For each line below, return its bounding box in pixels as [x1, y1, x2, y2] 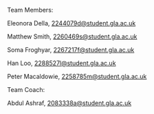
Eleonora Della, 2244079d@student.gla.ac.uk [7, 19, 136, 27]
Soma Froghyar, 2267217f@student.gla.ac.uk [7, 46, 135, 54]
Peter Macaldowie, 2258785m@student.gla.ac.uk [7, 72, 147, 80]
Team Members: [7, 6, 54, 14]
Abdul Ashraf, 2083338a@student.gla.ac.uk [7, 99, 132, 107]
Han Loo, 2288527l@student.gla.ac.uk [7, 59, 116, 67]
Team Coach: [7, 86, 45, 93]
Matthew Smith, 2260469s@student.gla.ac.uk [7, 32, 137, 41]
